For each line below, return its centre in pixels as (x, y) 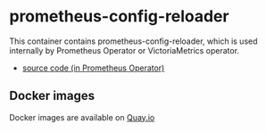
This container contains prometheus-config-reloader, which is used (133, 41)
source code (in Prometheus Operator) (93, 68)
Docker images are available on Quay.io (82, 117)
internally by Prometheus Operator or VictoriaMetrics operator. (124, 50)
